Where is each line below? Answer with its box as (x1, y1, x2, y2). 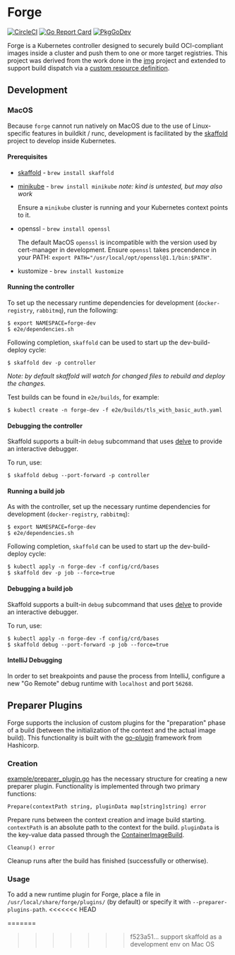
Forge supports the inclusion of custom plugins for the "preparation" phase (7, 718, 226, 727)
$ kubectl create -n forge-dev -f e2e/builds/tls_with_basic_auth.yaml (7, 407, 222, 414)
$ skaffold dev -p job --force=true (7, 570, 115, 577)
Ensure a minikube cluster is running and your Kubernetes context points (17, 203, 228, 212)
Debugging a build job (7, 584, 73, 593)
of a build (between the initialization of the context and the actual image (7, 726, 217, 734)
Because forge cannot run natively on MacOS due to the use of (7, 121, 191, 130)
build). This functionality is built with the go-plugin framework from (7, 733, 203, 742)
